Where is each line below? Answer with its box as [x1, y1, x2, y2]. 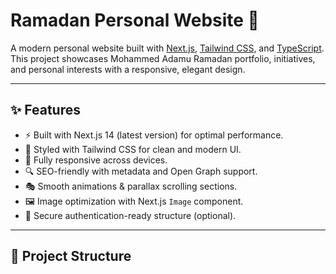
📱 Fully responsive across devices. [24, 154, 168, 166]
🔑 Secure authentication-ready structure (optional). [24, 209, 237, 221]
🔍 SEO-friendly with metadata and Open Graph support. [24, 165, 258, 177]
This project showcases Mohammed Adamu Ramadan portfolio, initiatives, [10, 52, 316, 64]
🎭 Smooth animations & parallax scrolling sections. [24, 180, 238, 192]
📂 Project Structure [10, 248, 132, 265]
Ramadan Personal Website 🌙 [10, 9, 260, 32]
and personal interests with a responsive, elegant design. [10, 63, 246, 75]
